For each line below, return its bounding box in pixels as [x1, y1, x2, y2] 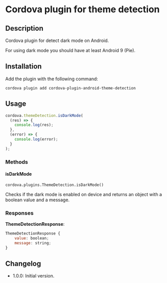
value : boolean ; [14, 235, 50, 241]
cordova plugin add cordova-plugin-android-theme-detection [5, 85, 136, 90]
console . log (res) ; [14, 123, 54, 128]
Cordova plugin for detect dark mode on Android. [5, 37, 109, 43]
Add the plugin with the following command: [5, 76, 99, 82]
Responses [5, 209, 34, 217]
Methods [5, 158, 28, 166]
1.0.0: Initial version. [12, 273, 55, 279]
